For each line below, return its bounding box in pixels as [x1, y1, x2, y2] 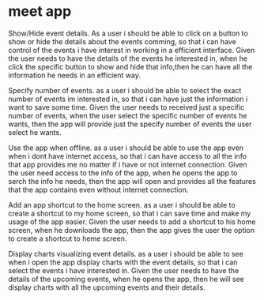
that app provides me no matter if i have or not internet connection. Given [8, 159, 247, 169]
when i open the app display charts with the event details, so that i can [8, 257, 238, 267]
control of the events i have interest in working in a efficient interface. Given [8, 45, 255, 54]
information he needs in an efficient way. [8, 70, 141, 80]
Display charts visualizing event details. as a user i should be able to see [8, 249, 243, 258]
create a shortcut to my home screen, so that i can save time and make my [8, 208, 251, 218]
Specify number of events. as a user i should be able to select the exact [8, 85, 242, 95]
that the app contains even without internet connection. [8, 185, 189, 194]
